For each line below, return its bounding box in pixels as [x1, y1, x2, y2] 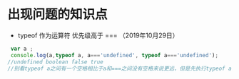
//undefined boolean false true [7, 58, 103, 66]
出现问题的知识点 [7, 6, 108, 23]
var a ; [10, 45, 34, 52]
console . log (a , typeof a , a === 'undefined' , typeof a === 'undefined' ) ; [10, 51, 219, 59]
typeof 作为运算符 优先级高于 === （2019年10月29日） [17, 31, 179, 39]
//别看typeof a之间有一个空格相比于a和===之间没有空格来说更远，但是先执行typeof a [7, 65, 232, 72]
